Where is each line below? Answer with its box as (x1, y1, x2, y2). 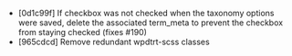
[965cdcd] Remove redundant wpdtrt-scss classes (17, 36, 210, 47)
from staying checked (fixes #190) (17, 27, 148, 37)
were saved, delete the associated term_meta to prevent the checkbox (17, 17, 284, 28)
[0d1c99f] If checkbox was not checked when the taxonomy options (17, 8, 275, 18)
